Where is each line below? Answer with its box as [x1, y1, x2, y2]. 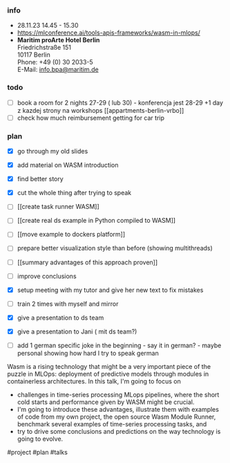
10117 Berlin [17, 51, 50, 59]
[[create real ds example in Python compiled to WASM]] [17, 217, 176, 225]
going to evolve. [17, 435, 64, 443]
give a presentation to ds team [17, 314, 104, 322]
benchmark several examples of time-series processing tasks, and [17, 419, 207, 428]
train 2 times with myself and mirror [17, 300, 119, 308]
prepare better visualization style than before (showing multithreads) [17, 244, 213, 253]
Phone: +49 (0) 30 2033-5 [17, 58, 93, 66]
